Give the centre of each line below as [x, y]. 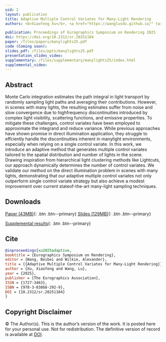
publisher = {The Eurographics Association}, [53, 278]
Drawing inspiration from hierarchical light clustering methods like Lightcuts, [83, 160]
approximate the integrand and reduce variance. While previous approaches [83, 128]
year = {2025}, [21, 274]
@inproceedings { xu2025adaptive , [38, 250]
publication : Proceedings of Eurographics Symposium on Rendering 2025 [80, 33]
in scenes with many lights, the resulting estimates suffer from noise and [79, 108]
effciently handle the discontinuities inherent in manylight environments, [78, 139]
